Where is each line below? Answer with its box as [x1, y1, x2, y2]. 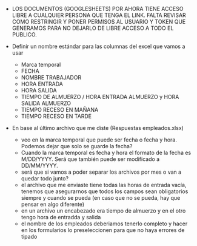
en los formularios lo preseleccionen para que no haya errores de [21, 227, 185, 233]
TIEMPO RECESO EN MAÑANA [21, 106, 99, 113]
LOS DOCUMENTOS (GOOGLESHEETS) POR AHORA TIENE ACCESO [12, 5, 184, 12]
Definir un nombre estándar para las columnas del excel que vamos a [12, 43, 185, 50]
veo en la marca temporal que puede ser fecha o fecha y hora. [21, 136, 178, 143]
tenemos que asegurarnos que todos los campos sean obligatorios [21, 188, 189, 195]
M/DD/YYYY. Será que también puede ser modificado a [21, 155, 160, 163]
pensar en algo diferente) [21, 200, 85, 208]
